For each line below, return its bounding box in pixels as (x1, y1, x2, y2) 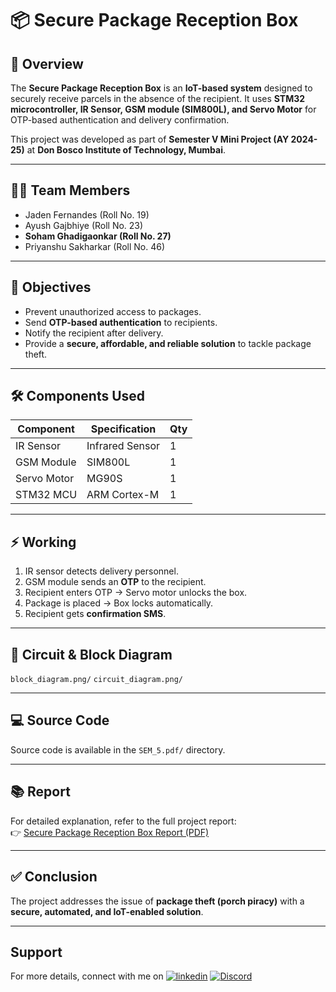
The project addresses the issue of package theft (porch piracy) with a (10, 895, 305, 907)
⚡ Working (10, 533, 77, 551)
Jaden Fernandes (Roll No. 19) (24, 208, 150, 221)
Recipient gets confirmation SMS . (24, 608, 167, 620)
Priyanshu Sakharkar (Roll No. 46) (24, 240, 166, 252)
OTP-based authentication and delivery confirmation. (10, 114, 230, 126)
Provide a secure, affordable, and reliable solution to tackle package (24, 337, 312, 349)
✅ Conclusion (10, 868, 98, 886)
